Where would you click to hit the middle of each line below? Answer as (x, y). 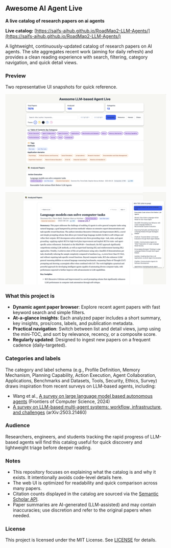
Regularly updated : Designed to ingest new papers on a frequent (81, 340)
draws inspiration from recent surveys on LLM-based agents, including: (81, 386)
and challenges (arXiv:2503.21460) (50, 412)
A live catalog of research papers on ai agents (55, 21)
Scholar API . (26, 499)
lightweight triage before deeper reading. (48, 448)
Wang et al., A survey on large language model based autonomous (83, 396)
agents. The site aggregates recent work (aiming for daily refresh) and (79, 51)
